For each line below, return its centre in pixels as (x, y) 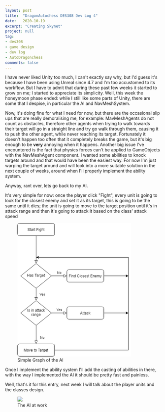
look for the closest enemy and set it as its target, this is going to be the (78, 201)
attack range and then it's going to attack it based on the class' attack (76, 211)
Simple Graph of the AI (40, 360)
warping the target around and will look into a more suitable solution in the (81, 166)
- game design (20, 47)
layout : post (18, 10)
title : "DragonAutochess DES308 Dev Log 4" (51, 16)
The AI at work (32, 405)
